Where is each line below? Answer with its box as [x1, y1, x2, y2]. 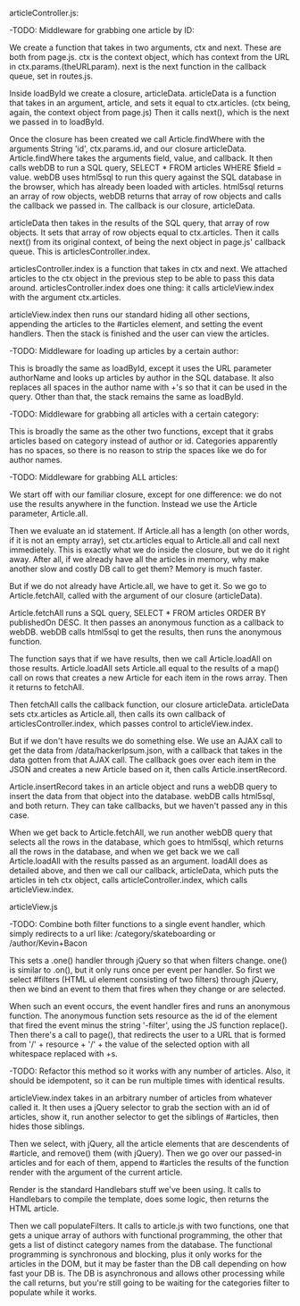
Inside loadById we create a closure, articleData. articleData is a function [9, 88, 277, 98]
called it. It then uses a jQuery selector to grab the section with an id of [9, 1102, 271, 1112]
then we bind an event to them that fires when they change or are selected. [9, 983, 286, 994]
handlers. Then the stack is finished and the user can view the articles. [9, 328, 270, 339]
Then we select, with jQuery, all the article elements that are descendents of [9, 1139, 290, 1149]
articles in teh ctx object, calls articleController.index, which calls [9, 875, 248, 885]
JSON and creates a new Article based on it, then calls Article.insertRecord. [9, 764, 287, 774]
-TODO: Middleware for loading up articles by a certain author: [9, 346, 239, 356]
